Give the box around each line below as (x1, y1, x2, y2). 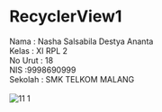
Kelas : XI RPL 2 (9, 45, 68, 56)
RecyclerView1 (9, 6, 122, 27)
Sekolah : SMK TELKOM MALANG (9, 73, 135, 84)
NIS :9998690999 (9, 65, 76, 75)
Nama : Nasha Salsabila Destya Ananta (9, 36, 154, 47)
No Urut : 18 (9, 55, 54, 65)
